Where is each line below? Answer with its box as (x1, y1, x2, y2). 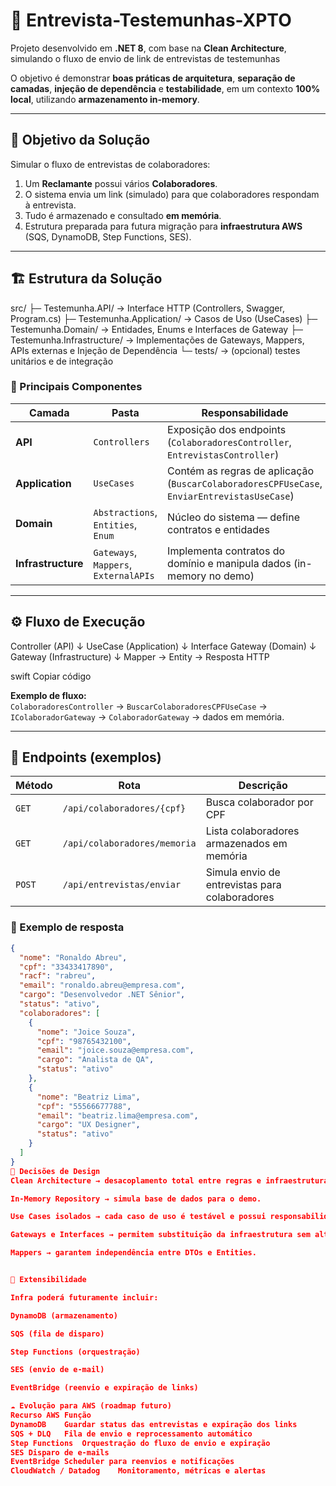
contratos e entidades (167, 522, 270, 536)
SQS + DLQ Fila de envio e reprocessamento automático (10, 1429, 253, 1439)
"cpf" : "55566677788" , (36, 1101, 132, 1111)
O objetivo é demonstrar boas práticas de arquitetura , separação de (10, 72, 296, 84)
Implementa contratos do (167, 544, 286, 558)
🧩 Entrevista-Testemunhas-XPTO (10, 9, 292, 32)
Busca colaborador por (205, 795, 314, 809)
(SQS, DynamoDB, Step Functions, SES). (24, 230, 192, 243)
